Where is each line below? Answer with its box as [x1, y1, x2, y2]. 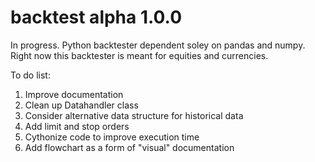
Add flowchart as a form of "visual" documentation [24, 141, 235, 153]
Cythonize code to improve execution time [24, 131, 200, 143]
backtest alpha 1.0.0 [10, 6, 183, 29]
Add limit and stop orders [24, 120, 130, 132]
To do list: [10, 69, 51, 81]
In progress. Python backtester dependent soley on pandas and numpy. [10, 39, 306, 51]
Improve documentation [24, 88, 124, 100]
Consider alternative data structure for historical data [24, 109, 244, 121]
